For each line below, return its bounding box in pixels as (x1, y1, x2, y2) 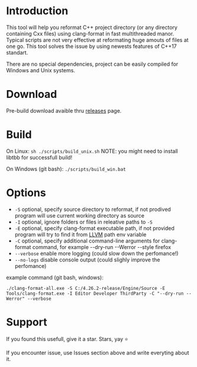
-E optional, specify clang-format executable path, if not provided (14, 224, 175, 232)
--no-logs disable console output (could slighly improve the (14, 256, 160, 263)
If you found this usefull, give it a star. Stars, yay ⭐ (6, 335, 128, 342)
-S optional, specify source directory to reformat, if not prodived (14, 206, 172, 213)
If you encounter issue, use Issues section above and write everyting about (6, 349, 189, 356)
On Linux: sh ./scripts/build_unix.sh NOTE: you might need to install (6, 147, 179, 155)
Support (6, 315, 47, 328)
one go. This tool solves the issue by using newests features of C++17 (6, 43, 177, 50)
